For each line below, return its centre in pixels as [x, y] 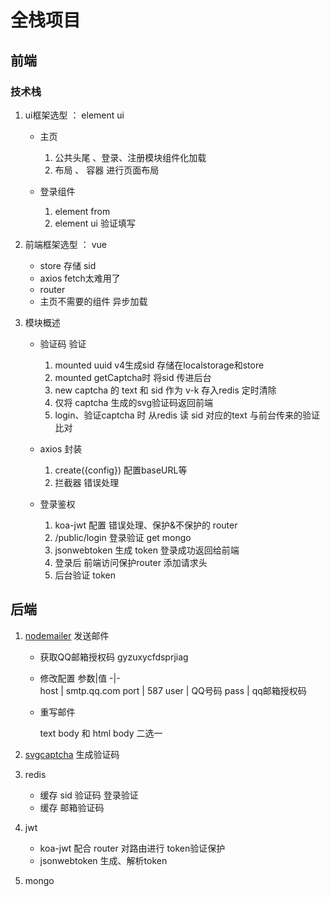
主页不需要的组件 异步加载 [93, 301]
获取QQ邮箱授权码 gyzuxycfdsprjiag [114, 657]
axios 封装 [61, 448]
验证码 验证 [63, 343]
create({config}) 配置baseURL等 [121, 470]
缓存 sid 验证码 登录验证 [89, 795]
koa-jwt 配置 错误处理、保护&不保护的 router [146, 525]
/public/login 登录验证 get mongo [123, 537]
